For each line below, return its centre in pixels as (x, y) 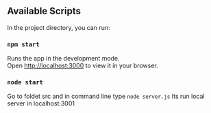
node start (25, 82)
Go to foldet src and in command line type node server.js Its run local (106, 96)
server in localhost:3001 (41, 103)
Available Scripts (44, 11)
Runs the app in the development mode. (63, 59)
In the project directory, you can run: (59, 27)
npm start (23, 44)
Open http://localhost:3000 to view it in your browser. (83, 66)
